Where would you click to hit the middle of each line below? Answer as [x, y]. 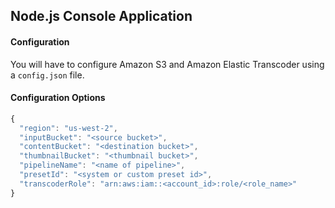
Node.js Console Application [101, 16]
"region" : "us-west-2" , [68, 128]
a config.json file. [47, 75]
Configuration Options [58, 98]
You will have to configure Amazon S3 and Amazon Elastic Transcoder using [167, 64]
